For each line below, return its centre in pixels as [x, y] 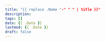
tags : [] [14, 18]
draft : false [18, 32]
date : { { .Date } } [23, 23]
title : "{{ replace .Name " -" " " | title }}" [53, 9]
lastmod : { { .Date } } [27, 28]
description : [18, 14]
